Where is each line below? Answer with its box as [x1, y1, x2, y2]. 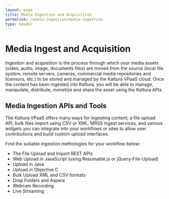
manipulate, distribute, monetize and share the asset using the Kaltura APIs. [5, 87, 163, 93]
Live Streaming [12, 188, 45, 194]
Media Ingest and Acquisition [5, 43, 131, 55]
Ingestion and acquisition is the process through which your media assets [5, 60, 159, 66]
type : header [5, 21, 33, 27]
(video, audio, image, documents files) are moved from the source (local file [5, 65, 163, 71]
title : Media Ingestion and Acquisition [5, 12, 92, 17]
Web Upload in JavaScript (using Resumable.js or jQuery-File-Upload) [12, 156, 159, 162]
